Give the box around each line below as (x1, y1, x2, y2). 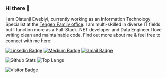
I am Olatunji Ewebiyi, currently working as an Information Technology (5, 16, 151, 22)
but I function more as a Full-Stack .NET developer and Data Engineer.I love (5, 27, 162, 33)
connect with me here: (5, 37, 52, 44)
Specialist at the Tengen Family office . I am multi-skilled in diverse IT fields (5, 21, 160, 27)
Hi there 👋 (5, 5, 30, 12)
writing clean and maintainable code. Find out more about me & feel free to (5, 32, 161, 38)
